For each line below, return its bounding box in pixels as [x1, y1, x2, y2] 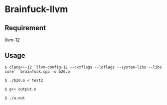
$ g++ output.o [5, 86, 37, 91]
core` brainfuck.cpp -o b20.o [5, 69, 70, 74]
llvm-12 [5, 37, 20, 43]
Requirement [5, 24, 46, 32]
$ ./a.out [5, 95, 26, 100]
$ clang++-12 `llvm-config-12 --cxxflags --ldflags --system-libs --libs [5, 64, 162, 70]
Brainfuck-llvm [5, 4, 68, 15]
